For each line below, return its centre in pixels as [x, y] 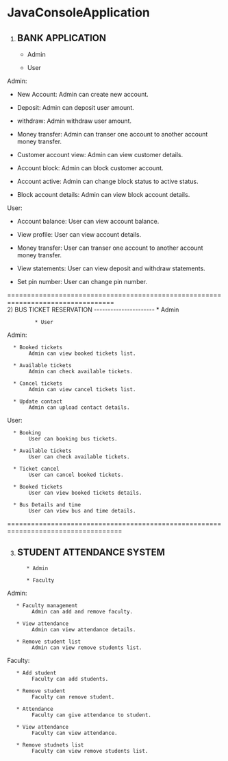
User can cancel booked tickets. [76, 475]
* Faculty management [47, 605]
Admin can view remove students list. [87, 647]
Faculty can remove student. [73, 697]
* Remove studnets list [50, 745]
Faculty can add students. [70, 679]
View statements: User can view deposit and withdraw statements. [111, 268]
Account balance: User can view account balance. [88, 221]
